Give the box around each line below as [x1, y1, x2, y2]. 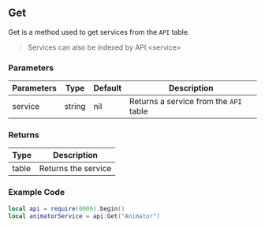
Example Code [8, 187, 65, 198]
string [64, 101, 86, 112]
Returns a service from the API [129, 96, 242, 107]
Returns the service [39, 163, 112, 174]
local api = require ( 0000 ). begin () [8, 204, 125, 212]
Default [93, 83, 122, 94]
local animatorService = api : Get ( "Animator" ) [8, 212, 160, 220]
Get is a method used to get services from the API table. [8, 27, 190, 36]
